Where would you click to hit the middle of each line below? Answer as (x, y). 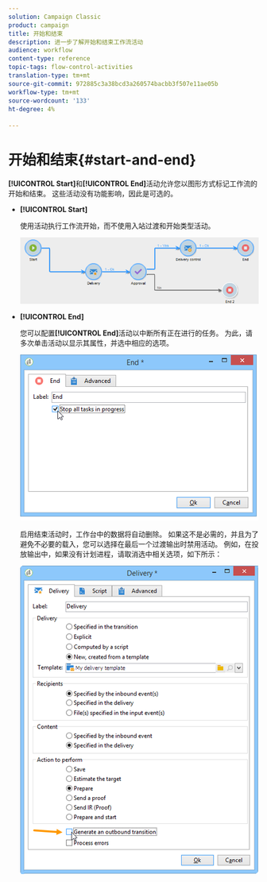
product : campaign (39, 25)
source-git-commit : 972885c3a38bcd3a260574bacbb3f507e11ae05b (113, 83)
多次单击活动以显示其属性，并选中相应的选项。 (96, 342)
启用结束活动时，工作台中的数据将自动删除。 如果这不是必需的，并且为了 (139, 534)
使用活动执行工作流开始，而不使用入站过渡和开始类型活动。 (117, 226)
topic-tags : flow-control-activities (71, 68)
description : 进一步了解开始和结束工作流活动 (76, 42)
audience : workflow (41, 50)
